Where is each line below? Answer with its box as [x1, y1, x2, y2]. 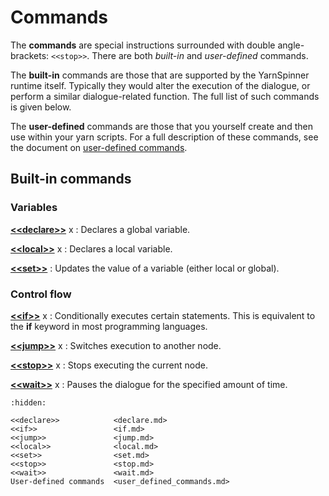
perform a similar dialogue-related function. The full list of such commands [10, 90, 320, 102]
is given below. [10, 101, 72, 113]
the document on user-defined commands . [10, 141, 188, 153]
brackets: [10, 49, 50, 61]
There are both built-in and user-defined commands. [91, 49, 309, 61]
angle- [277, 39, 305, 51]
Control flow [10, 287, 72, 301]
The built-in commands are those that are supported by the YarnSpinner [10, 69, 310, 81]
